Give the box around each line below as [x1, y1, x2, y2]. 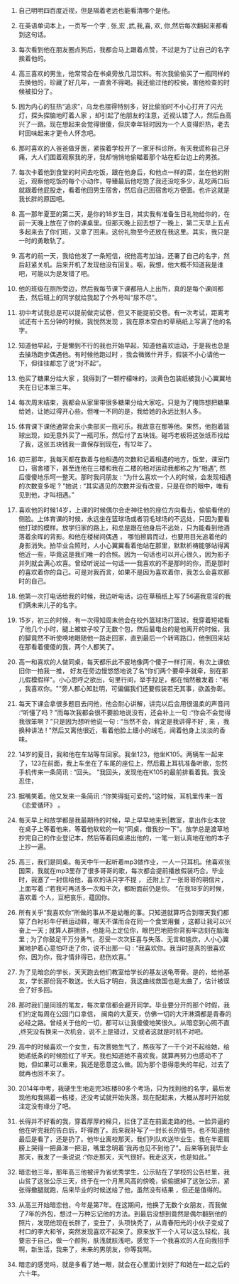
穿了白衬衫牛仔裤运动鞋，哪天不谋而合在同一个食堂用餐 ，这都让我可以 [18, 917, 226, 926]
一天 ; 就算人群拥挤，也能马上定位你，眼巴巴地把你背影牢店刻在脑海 [30, 926, 229, 934]
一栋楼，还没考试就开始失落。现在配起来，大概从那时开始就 [55, 1093, 230, 1101]
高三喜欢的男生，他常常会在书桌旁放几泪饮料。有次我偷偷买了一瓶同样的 [18, 70, 230, 77]
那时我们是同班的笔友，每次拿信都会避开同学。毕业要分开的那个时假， [18, 1001, 224, 1009]
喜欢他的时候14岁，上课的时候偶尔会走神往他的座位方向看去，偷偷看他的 [18, 505, 230, 514]
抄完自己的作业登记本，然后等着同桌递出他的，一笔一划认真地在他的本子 [18, 834, 230, 842]
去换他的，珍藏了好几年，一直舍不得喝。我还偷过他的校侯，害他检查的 [18, 78, 224, 87]
